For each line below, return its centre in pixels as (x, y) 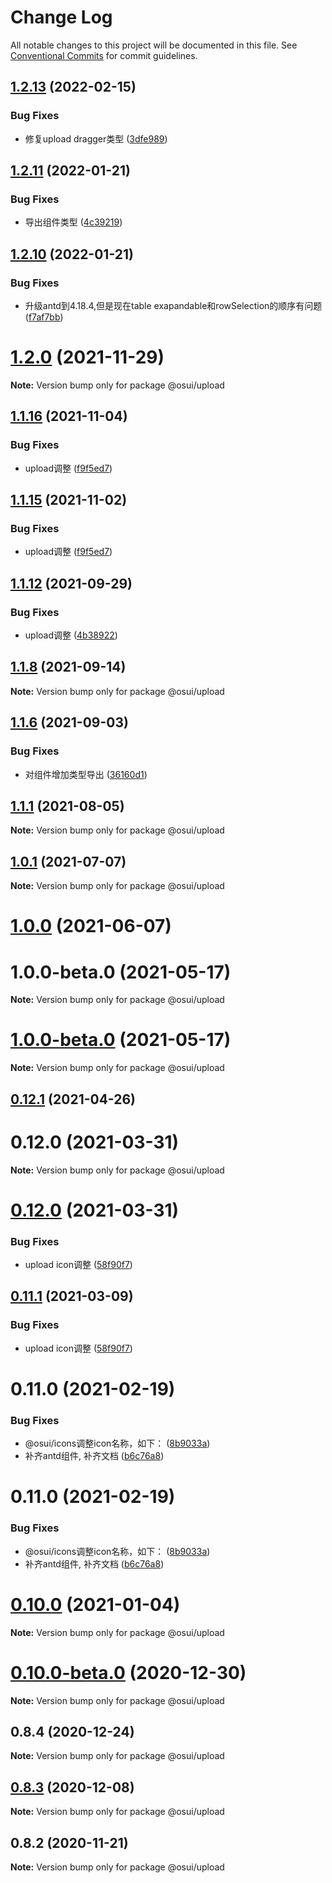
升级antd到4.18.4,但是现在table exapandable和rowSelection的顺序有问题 (173, 305)
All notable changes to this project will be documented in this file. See (154, 45)
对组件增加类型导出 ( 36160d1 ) (86, 774)
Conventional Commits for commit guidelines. (104, 55)
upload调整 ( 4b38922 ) (71, 635)
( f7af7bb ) (44, 317)
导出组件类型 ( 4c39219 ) (73, 222)
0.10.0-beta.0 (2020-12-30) (128, 1672)
